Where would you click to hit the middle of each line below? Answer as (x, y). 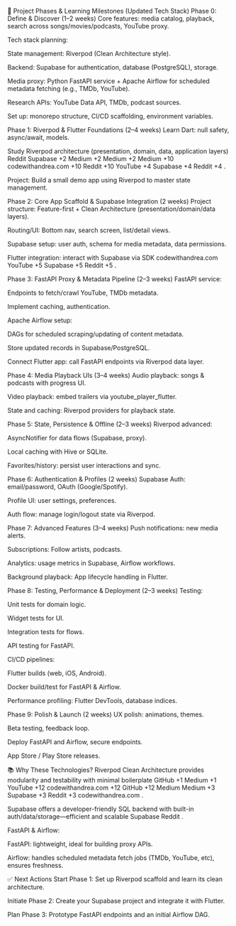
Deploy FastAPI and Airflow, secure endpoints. (75, 742)
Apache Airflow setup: (40, 320)
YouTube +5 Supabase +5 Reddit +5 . (62, 265)
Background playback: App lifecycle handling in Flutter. (88, 577)
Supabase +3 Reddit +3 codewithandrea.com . (75, 795)
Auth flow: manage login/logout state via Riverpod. (82, 514)
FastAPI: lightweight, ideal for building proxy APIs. (80, 844)
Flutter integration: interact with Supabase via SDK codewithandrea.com (113, 258)
